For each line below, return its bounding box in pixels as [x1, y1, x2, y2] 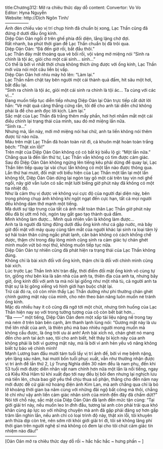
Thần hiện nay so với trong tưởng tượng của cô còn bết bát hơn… [5, 309, 135, 315]
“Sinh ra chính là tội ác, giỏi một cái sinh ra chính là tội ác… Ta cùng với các [5, 87, 156, 93]
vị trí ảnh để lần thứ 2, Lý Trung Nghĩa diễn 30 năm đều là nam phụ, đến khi [5, 361, 156, 366]
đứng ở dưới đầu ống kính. [5, 31, 58, 36]
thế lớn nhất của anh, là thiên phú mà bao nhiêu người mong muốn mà [5, 325, 145, 330]
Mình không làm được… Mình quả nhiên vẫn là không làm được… [5, 216, 135, 222]
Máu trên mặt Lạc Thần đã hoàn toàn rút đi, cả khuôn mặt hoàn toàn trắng [5, 139, 154, 144]
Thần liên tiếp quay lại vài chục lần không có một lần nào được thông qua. [5, 165, 153, 170]
